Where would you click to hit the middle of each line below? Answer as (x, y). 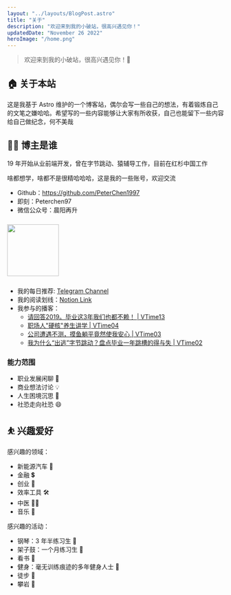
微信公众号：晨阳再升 (47, 210)
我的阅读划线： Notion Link (54, 299)
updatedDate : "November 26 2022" (55, 33)
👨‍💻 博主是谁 (32, 145)
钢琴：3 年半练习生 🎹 (47, 541)
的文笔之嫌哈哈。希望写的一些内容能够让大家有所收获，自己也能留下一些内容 (115, 113)
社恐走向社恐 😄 (39, 405)
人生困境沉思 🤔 (38, 396)
